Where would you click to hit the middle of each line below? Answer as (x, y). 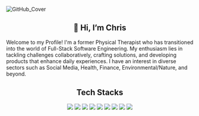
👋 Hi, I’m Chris (100, 28)
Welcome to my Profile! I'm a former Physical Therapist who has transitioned (100, 42)
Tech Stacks (100, 93)
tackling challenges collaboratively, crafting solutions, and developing (91, 55)
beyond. (16, 74)
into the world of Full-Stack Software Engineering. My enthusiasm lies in (94, 48)
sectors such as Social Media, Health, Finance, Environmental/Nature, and (97, 67)
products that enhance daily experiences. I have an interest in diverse (91, 61)
